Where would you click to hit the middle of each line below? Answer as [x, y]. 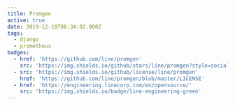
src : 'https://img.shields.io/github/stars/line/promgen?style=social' [126, 66]
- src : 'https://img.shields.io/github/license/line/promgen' [106, 72]
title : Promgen [29, 14]
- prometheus [33, 46]
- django [26, 40]
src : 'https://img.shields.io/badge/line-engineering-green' [111, 91]
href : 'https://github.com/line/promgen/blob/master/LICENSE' [112, 78]
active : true [26, 20]
